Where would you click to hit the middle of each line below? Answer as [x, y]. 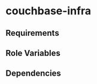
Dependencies [33, 74]
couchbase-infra [48, 11]
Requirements [32, 33]
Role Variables [33, 53]
